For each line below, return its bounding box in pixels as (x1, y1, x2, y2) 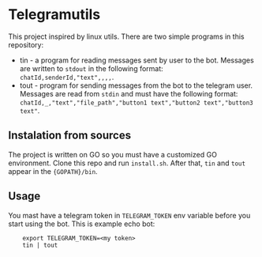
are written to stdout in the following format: (19, 63, 163, 73)
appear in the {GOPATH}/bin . (8, 166, 98, 176)
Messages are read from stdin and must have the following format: (19, 89, 238, 98)
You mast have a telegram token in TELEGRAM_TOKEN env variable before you (8, 210, 251, 220)
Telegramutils (8, 6, 101, 24)
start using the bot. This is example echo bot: (8, 219, 155, 229)
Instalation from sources (8, 129, 132, 142)
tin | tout (22, 241, 58, 249)
